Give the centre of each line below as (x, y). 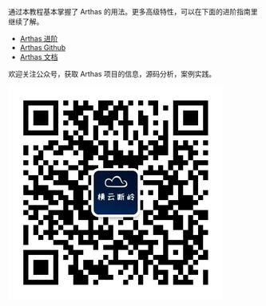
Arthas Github (43, 47)
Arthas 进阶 (39, 39)
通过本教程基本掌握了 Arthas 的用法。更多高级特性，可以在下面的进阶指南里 (133, 12)
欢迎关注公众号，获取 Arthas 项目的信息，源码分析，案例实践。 (112, 74)
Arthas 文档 (39, 57)
